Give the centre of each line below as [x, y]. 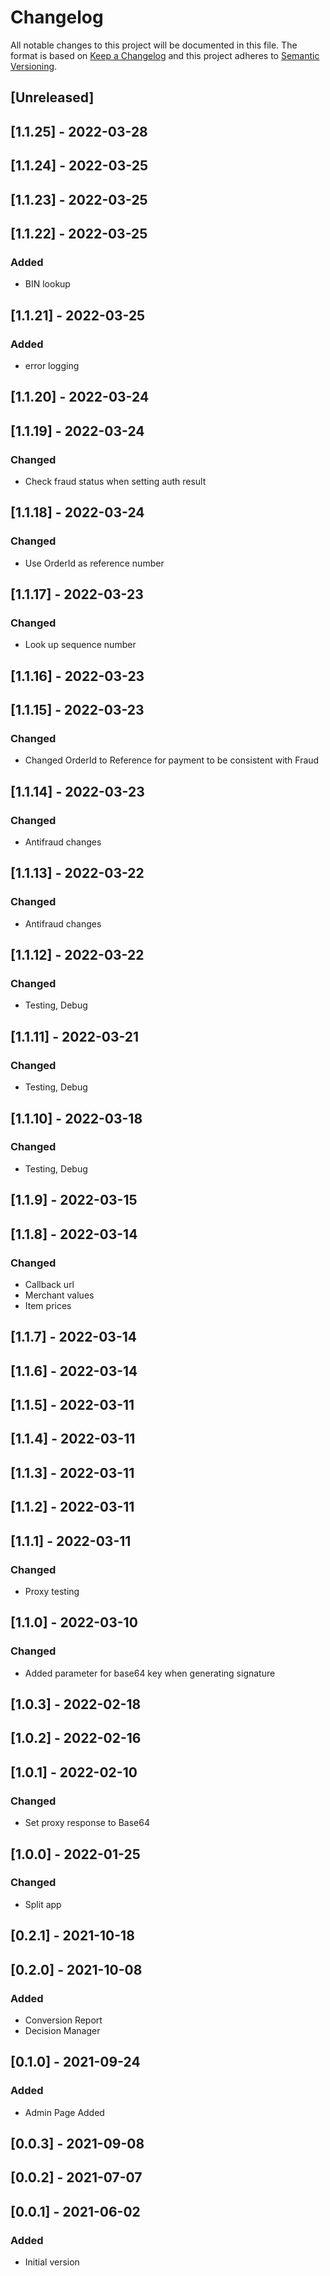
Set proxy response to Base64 [87, 1823]
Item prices [48, 1305]
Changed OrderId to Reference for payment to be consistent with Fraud [172, 760]
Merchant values [59, 1295]
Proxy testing [52, 1591]
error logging [52, 365]
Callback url [49, 1284]
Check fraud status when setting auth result [115, 481]
